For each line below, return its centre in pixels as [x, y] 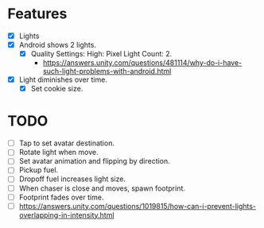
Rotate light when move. [58, 153]
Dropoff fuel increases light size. [72, 179]
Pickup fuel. [39, 170]
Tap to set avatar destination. [66, 143]
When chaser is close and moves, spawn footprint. [102, 188]
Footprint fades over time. [61, 197]
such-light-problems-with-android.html [107, 71]
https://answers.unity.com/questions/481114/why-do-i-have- [142, 63]
